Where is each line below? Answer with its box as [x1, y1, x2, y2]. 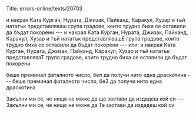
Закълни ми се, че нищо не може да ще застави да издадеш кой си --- [6, 95, 185, 102]
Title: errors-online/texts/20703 [6, 5, 83, 12]
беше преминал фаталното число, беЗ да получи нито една [12, 78, 162, 85]
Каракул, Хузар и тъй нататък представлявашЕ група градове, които [6, 35, 180, 42]
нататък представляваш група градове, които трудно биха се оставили [6, 23, 187, 29]
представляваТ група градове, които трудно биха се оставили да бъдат [6, 54, 187, 61]
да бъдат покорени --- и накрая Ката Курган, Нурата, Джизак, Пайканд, [6, 29, 188, 36]
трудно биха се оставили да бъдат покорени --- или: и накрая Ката [6, 41, 176, 48]
